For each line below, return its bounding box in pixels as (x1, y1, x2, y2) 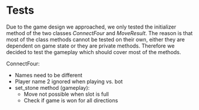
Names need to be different (14, 71, 83, 78)
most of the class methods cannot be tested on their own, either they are (6, 36, 185, 43)
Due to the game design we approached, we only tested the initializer (6, 23, 176, 30)
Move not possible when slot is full (23, 90, 109, 98)
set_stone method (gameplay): (14, 84, 90, 91)
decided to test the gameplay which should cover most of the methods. (6, 48, 182, 55)
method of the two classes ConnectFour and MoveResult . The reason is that (6, 29, 193, 36)
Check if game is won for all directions (23, 96, 118, 104)
